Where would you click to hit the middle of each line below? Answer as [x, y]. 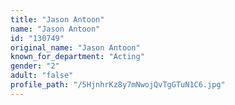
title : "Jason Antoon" [57, 19]
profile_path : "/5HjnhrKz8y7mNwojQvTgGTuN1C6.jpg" [118, 85]
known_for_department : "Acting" [77, 57]
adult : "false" [42, 76]
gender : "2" [35, 66]
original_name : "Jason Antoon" [75, 47]
